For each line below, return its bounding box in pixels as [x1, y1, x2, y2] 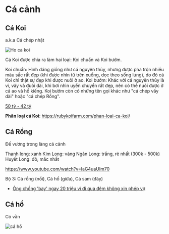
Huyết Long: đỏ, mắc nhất [5, 156, 60, 162]
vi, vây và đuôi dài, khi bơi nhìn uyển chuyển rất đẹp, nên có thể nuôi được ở [5, 82, 164, 88]
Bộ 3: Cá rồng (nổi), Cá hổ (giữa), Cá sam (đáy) [5, 175, 103, 181]
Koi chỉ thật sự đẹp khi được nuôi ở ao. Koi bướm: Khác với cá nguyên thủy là [5, 77, 164, 83]
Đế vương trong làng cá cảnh [5, 141, 66, 147]
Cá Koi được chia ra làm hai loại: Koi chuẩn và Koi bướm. [5, 57, 122, 63]
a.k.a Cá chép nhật [5, 37, 44, 43]
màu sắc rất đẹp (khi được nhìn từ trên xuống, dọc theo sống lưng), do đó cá [5, 72, 164, 78]
